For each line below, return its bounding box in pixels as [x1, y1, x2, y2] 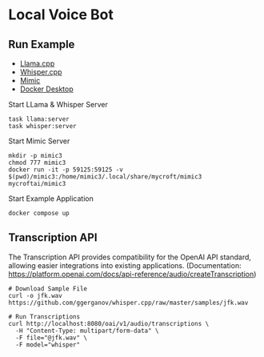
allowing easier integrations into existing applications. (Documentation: [8, 260, 242, 270]
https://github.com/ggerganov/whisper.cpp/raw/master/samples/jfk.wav [8, 299, 249, 307]
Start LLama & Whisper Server [8, 100, 108, 109]
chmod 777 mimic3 [8, 158, 66, 166]
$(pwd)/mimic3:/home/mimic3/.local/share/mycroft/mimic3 [8, 173, 202, 181]
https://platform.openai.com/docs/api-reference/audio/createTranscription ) [8, 269, 257, 279]
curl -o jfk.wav [8, 291, 62, 299]
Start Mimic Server [8, 136, 70, 146]
